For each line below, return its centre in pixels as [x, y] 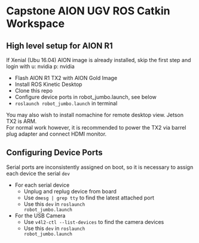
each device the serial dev [38, 173]
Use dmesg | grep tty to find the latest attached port [89, 198]
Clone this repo [33, 90]
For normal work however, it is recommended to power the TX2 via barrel [96, 127]
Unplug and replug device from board [70, 191]
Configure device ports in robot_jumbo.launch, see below [85, 97]
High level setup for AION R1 [60, 46]
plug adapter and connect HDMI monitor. [56, 134]
